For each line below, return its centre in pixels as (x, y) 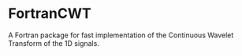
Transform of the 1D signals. (54, 43)
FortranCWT (50, 14)
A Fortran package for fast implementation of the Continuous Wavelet (121, 35)
